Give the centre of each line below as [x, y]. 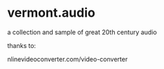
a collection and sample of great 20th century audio [82, 32]
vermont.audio [52, 13]
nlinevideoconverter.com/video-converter [68, 59]
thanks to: [22, 45]
